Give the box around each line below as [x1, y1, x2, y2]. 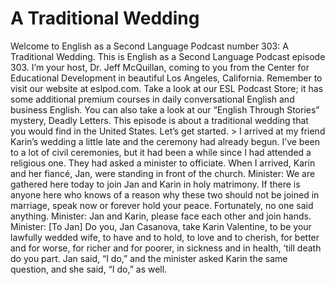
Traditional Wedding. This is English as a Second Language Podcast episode [10, 50, 326, 62]
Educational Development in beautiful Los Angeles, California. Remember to [10, 72, 323, 84]
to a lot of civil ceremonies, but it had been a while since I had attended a [10, 146, 312, 158]
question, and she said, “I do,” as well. [10, 263, 168, 275]
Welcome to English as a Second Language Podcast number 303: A [10, 40, 289, 52]
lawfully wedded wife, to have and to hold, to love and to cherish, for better [10, 231, 320, 243]
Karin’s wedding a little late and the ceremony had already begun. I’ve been [10, 135, 321, 147]
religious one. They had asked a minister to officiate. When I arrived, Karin [10, 157, 316, 169]
